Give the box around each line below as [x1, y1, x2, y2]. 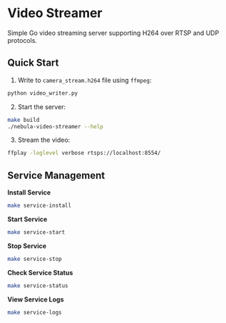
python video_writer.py [7, 89, 78, 97]
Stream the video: [17, 135, 71, 144]
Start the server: [17, 102, 66, 111]
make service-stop [7, 255, 62, 262]
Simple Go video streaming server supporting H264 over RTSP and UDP [7, 29, 220, 37]
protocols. [7, 36, 38, 44]
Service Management [7, 169, 106, 181]
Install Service [7, 188, 51, 197]
